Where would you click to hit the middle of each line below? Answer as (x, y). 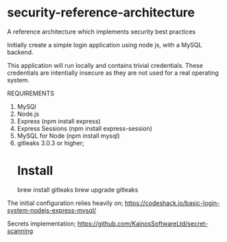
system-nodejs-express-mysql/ (52, 210)
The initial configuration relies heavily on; (65, 203)
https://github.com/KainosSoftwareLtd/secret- (143, 223)
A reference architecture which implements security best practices (101, 32)
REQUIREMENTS (31, 93)
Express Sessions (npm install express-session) (85, 128)
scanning (20, 230)
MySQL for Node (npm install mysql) (68, 136)
